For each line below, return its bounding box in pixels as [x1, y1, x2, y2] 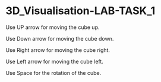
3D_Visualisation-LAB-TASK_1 [5, 4, 156, 18]
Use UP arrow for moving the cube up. [5, 24, 100, 31]
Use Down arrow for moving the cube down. [5, 35, 114, 42]
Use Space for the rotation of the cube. [5, 69, 102, 76]
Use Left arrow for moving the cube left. [5, 58, 103, 65]
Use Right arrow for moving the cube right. [5, 46, 111, 54]
